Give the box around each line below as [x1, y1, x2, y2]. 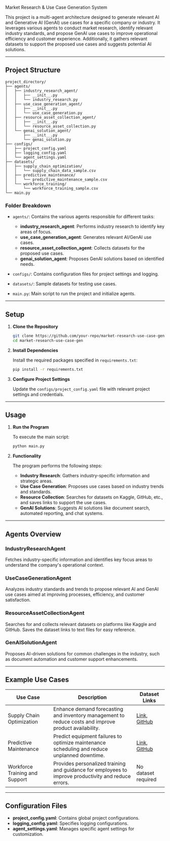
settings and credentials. [12, 391, 64, 397]
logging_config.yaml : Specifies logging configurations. [12, 820, 129, 826]
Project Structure [5, 66, 61, 75]
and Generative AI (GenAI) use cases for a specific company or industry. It [5, 20, 160, 25]
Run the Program [12, 424, 49, 430]
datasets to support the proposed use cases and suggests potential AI [5, 41, 152, 47]
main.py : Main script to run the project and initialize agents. [12, 291, 136, 297]
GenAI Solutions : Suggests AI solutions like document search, [20, 505, 150, 511]
